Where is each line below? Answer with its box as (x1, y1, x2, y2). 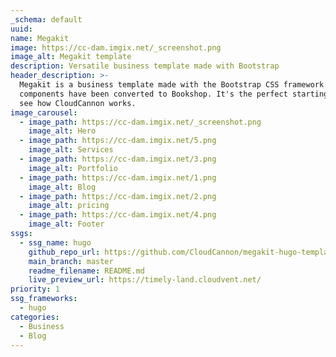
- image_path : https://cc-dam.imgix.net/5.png (19, 136, 217, 146)
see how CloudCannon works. (19, 98, 137, 108)
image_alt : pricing (28, 201, 110, 211)
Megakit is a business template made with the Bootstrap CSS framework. (19, 80, 329, 90)
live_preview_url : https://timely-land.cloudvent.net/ (28, 275, 262, 285)
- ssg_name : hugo (19, 237, 92, 248)
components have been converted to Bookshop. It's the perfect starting (19, 89, 329, 99)
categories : (10, 312, 60, 322)
